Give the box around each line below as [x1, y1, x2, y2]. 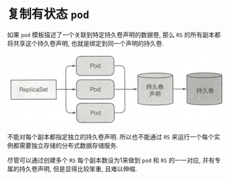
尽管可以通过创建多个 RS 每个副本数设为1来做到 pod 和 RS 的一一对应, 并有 [7, 156, 215, 164]
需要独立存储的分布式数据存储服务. [19, 141, 119, 150]
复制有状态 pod [7, 6, 90, 22]
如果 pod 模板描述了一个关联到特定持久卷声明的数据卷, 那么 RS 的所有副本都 [7, 30, 221, 39]
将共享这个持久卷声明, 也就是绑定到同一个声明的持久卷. [7, 39, 165, 47]
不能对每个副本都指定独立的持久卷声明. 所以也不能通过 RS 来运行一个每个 [7, 132, 214, 141]
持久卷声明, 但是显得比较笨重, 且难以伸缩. [19, 164, 137, 173]
